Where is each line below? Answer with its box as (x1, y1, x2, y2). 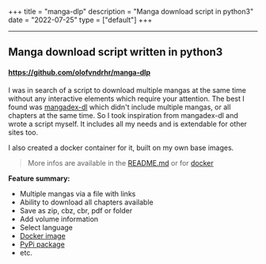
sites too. (8, 127, 38, 137)
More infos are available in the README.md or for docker (27, 158, 214, 167)
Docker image (19, 231, 66, 240)
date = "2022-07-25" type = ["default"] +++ (8, 15, 153, 25)
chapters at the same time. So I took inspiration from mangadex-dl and (8, 110, 239, 120)
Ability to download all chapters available (19, 197, 154, 207)
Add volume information (19, 214, 99, 224)
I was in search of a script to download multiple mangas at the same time (8, 85, 247, 94)
